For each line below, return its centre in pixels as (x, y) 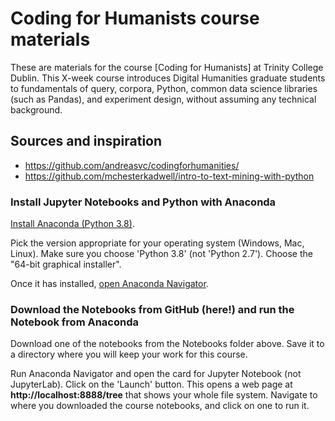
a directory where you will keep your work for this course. (129, 354)
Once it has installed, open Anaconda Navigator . (109, 284)
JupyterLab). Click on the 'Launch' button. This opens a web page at (151, 384)
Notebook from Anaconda (74, 322)
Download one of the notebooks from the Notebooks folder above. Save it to (167, 344)
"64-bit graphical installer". (66, 264)
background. (36, 109)
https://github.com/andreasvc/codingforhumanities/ (132, 165)
